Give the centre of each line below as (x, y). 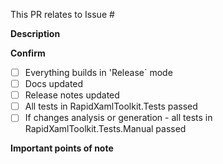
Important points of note (62, 148)
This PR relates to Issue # (62, 14)
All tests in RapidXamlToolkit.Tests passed (111, 106)
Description (35, 33)
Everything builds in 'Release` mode (98, 72)
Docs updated (54, 84)
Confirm (28, 53)
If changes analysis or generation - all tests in (118, 118)
